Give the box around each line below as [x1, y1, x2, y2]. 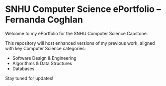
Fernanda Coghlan [5, 14, 83, 25]
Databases [12, 66, 35, 72]
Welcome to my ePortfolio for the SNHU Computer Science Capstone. [5, 30, 148, 36]
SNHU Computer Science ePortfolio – [5, 3, 161, 15]
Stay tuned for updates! [5, 75, 54, 81]
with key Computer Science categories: [5, 45, 86, 51]
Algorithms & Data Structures [12, 60, 72, 66]
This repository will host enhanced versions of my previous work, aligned [5, 40, 155, 46]
